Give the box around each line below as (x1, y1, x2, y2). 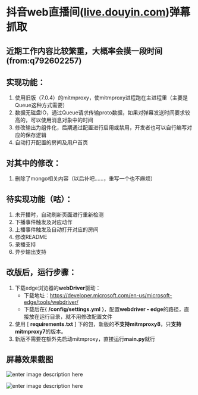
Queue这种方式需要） (14, 102, 68, 109)
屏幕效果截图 (6, 354, 54, 365)
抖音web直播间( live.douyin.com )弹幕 (6, 5, 191, 19)
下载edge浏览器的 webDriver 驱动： (14, 284, 101, 291)
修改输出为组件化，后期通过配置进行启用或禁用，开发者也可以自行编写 (14, 124, 187, 131)
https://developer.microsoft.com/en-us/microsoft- (49, 291, 172, 298)
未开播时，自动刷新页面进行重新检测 (14, 211, 104, 218)
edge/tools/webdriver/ (23, 298, 79, 306)
